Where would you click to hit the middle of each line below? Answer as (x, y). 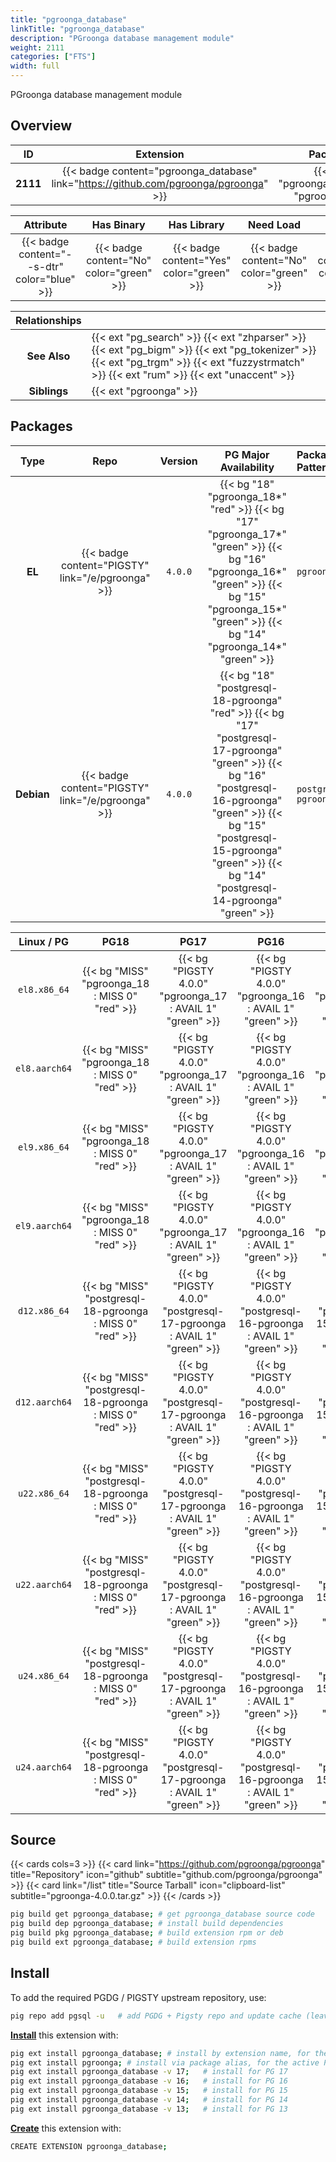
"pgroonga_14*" (247, 646)
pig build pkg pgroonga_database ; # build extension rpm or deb (147, 1933)
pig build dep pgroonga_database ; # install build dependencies (147, 1924)
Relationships (48, 320)
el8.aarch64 (44, 1068)
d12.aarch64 (44, 1402)
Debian (32, 794)
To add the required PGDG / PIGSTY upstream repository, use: (138, 1997)
